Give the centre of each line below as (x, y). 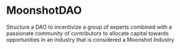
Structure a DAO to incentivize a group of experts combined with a (89, 27)
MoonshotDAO (44, 10)
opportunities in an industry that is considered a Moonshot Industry (90, 39)
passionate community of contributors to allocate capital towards (88, 33)
